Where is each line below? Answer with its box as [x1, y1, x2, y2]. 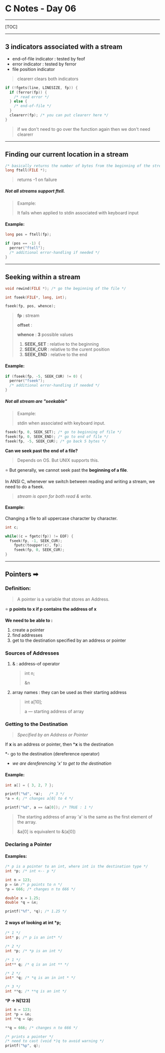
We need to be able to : [5, 617, 53, 623]
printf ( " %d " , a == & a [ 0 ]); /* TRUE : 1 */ [5, 805, 93, 810]
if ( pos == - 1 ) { [5, 241, 41, 246]
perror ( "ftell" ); [9, 245, 45, 251]
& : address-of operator [12, 661, 60, 667]
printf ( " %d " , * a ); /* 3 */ [5, 791, 65, 797]
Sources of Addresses [5, 650, 59, 657]
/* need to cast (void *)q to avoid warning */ [5, 1039, 105, 1044]
